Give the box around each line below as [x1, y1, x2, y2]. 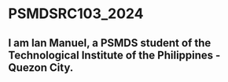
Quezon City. [8, 61, 74, 74]
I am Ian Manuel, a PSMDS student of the [8, 36, 211, 50]
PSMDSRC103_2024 [8, 5, 144, 23]
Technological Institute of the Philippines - [8, 48, 221, 61]
